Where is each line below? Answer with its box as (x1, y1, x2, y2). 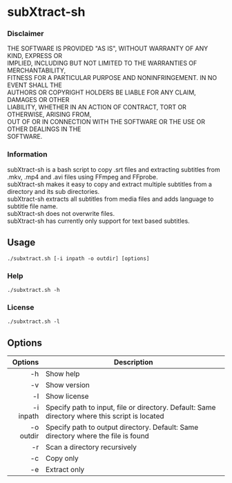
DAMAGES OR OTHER (7, 96, 70, 104)
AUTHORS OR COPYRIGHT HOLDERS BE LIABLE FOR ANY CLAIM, (7, 88, 197, 97)
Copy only (46, 453, 79, 463)
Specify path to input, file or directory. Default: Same (46, 403, 216, 412)
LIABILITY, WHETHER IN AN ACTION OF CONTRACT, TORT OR (7, 103, 186, 111)
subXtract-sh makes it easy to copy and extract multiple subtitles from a (7, 180, 213, 188)
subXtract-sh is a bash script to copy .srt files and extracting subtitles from (7, 165, 221, 173)
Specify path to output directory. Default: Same (46, 422, 199, 432)
